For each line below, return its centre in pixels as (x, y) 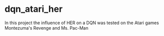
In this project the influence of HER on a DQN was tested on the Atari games (82, 23)
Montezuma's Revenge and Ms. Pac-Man (47, 28)
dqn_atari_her (33, 9)
